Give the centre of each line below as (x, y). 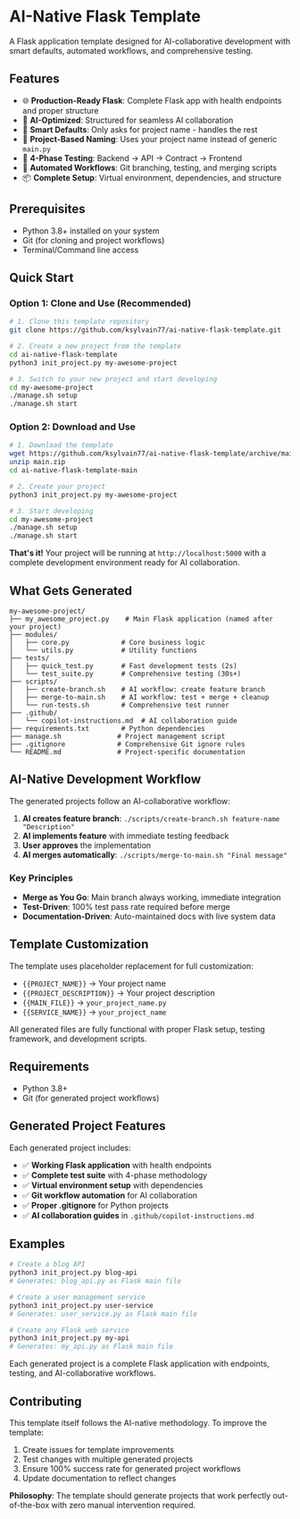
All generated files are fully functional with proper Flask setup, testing (137, 1029)
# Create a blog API (48, 1264)
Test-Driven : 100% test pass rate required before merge (126, 907)
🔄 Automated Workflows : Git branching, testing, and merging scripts (150, 167)
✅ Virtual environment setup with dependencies (112, 1185)
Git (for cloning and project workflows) (93, 240)
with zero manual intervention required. (124, 1506)
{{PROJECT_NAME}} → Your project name (94, 983)
